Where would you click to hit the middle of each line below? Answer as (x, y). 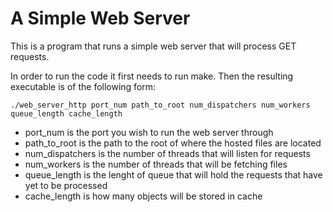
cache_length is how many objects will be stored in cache (143, 196)
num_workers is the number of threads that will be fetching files (156, 164)
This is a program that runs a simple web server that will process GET (153, 46)
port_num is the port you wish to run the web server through (149, 132)
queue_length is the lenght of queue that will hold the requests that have (173, 174)
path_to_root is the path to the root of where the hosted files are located (173, 143)
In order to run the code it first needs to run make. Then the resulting (152, 76)
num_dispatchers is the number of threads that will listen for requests (167, 153)
